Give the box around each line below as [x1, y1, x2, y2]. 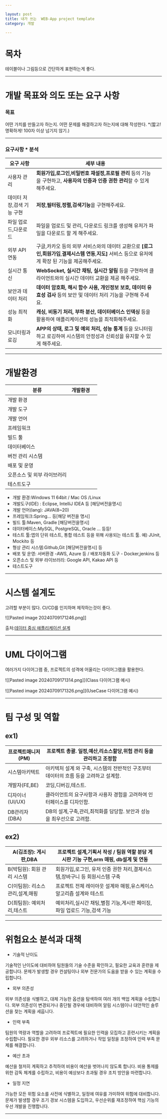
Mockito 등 [12, 538, 35, 545]
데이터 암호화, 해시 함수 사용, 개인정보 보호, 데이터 [36, 284, 146, 291]
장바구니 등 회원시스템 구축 [61, 873, 121, 880]
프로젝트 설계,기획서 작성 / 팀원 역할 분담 [57, 848, 147, 855]
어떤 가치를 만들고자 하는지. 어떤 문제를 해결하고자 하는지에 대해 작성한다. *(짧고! [5, 121, 162, 127]
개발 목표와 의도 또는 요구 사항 [5, 90, 120, 101]
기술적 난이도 [12, 951, 38, 957]
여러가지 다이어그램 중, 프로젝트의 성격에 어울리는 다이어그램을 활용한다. [5, 666, 145, 672]
